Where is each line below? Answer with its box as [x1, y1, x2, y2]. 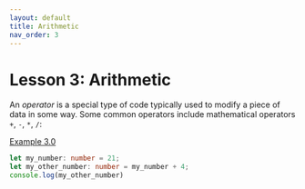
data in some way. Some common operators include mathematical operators [9, 109, 296, 120]
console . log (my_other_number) [9, 171, 125, 180]
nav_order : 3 [9, 30, 59, 39]
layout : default [9, 13, 71, 23]
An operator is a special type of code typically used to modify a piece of [9, 99, 280, 110]
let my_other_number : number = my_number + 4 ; [9, 163, 189, 172]
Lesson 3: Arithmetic [9, 69, 171, 90]
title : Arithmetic [9, 22, 79, 31]
